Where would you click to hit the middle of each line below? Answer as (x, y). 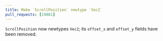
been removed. (21, 34)
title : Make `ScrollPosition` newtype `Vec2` (54, 10)
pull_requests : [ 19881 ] (30, 14)
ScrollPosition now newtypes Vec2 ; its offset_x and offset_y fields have (82, 28)
